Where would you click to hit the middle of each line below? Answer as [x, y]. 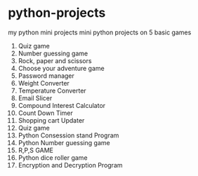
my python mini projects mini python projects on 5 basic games [100, 32]
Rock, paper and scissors [55, 60]
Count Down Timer [45, 113]
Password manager [46, 76]
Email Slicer [35, 98]
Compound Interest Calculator [62, 105]
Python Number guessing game [64, 142]
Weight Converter [44, 83]
